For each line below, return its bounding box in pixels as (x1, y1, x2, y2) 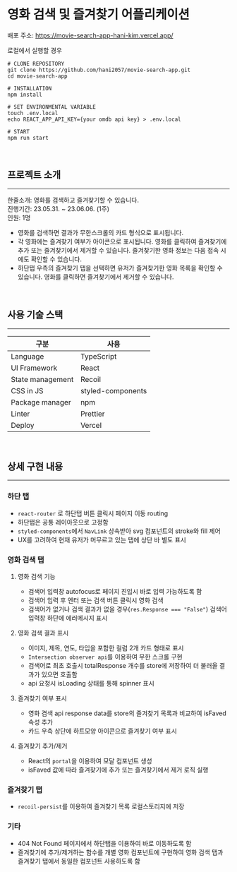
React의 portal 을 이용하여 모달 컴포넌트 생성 (28, 756, 153, 765)
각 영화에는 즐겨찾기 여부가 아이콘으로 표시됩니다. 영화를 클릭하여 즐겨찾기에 (17, 237, 227, 246)
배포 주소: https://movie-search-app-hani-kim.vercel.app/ (7, 31, 174, 40)
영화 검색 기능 (17, 572, 56, 580)
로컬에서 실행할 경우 (7, 46, 62, 54)
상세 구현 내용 (7, 460, 63, 472)
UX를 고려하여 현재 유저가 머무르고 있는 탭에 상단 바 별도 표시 (17, 535, 187, 544)
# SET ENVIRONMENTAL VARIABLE (7, 103, 97, 110)
